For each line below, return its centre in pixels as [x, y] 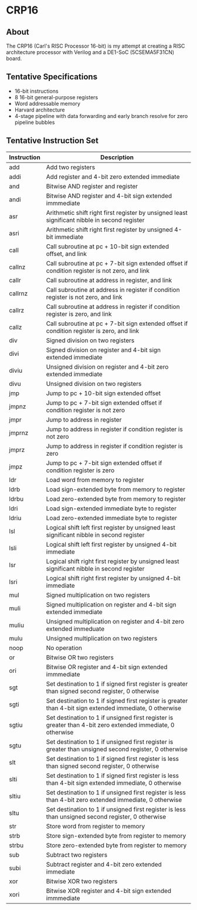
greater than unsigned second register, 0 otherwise [117, 749]
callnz [17, 267]
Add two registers [71, 167]
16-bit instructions [36, 91]
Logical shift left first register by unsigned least [111, 527]
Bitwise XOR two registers [82, 881]
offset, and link [66, 254]
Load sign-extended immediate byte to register [111, 508]
